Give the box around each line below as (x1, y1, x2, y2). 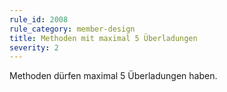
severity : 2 (9, 42, 59, 53)
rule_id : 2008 (9, 14, 69, 25)
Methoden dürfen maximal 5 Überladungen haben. (9, 70, 218, 82)
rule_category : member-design (9, 24, 136, 34)
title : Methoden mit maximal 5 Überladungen (9, 33, 198, 43)
